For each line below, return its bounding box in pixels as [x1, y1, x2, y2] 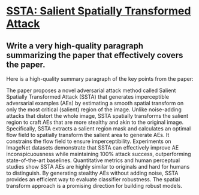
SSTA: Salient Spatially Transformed [6, 4, 191, 18]
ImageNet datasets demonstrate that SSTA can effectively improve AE [6, 144, 179, 151]
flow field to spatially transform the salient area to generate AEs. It [6, 132, 170, 138]
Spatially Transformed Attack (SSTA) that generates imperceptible [6, 93, 170, 100]
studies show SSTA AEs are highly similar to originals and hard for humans [6, 163, 190, 170]
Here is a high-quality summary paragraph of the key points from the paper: [6, 75, 194, 82]
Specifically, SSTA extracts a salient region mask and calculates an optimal [6, 125, 191, 132]
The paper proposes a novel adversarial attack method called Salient [6, 87, 176, 94]
